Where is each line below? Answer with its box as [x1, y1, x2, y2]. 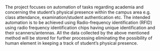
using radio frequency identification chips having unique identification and [5, 25, 156, 31]
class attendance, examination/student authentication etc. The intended [5, 15, 151, 20]
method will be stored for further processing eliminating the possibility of [5, 35, 153, 41]
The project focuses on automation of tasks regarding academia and [5, 4, 144, 10]
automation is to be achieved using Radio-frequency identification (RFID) [5, 19, 153, 25]
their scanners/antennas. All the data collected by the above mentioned [5, 30, 150, 35]
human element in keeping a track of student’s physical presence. [5, 40, 138, 46]
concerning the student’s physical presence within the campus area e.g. [5, 9, 151, 15]
